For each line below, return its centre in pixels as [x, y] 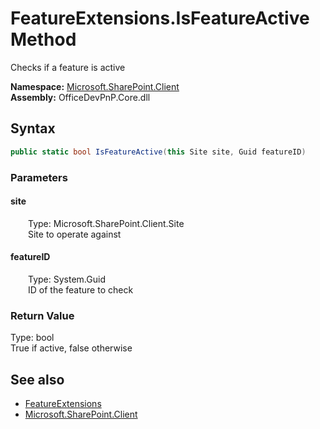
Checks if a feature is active [68, 67]
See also [37, 379]
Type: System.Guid [67, 279]
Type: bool [32, 338]
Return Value [42, 315]
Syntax [33, 128]
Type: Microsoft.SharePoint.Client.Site [106, 223]
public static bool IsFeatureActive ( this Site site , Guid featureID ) [158, 152]
